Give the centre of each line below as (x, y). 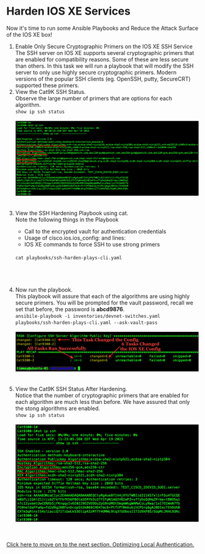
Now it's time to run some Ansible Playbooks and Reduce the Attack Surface (103, 28)
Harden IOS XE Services (69, 11)
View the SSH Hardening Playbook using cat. (72, 213)
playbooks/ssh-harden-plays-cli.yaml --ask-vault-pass (86, 323)
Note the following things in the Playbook (67, 220)
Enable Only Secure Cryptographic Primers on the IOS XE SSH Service (104, 46)
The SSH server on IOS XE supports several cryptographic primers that (104, 52)
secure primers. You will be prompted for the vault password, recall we (104, 303)
